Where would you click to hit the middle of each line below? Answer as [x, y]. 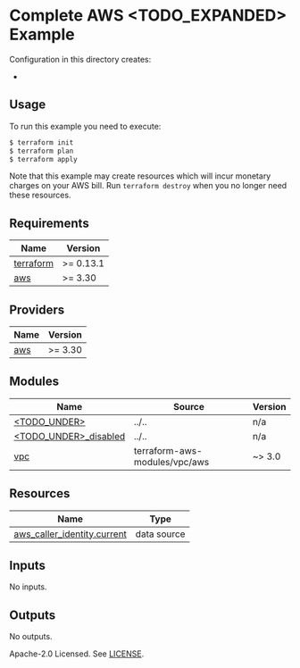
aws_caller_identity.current [71, 534]
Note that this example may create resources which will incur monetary [140, 176]
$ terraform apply [43, 159]
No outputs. [31, 637]
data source [160, 534]
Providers [37, 309]
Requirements [49, 223]
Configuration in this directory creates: [80, 59]
